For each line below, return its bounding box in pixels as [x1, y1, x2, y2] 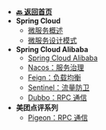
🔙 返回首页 [15, 7, 53, 16]
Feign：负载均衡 [27, 73, 81, 82]
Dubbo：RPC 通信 [27, 93, 88, 102]
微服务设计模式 [27, 35, 77, 45]
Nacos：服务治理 [27, 63, 84, 72]
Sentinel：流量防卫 [27, 83, 90, 92]
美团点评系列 [15, 103, 58, 112]
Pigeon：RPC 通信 [27, 113, 88, 122]
